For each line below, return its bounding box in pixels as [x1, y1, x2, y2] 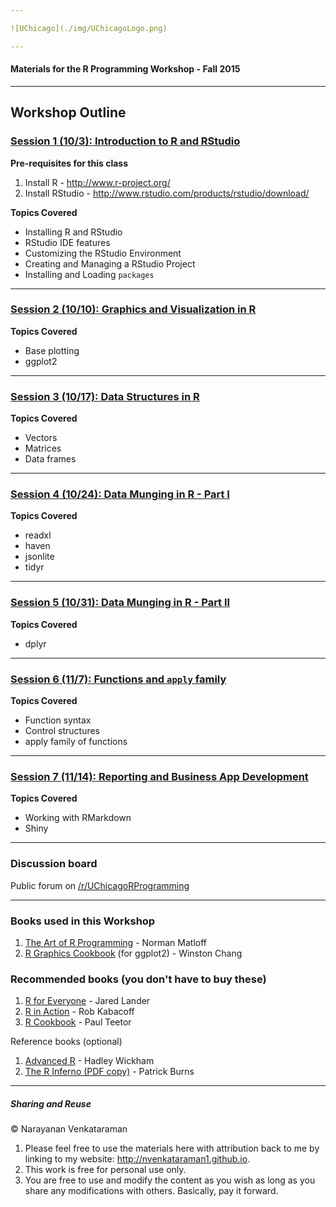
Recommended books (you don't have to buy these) [10, 972, 267, 986]
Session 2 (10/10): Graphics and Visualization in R [10, 302, 257, 316]
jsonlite [24, 551, 55, 563]
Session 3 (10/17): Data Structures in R [10, 389, 200, 403]
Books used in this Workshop [10, 914, 156, 928]
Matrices [24, 442, 62, 455]
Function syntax [24, 714, 92, 726]
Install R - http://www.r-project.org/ [24, 176, 171, 188]
